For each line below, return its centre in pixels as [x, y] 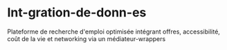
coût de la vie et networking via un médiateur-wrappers [87, 38]
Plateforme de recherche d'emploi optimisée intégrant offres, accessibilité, [113, 32]
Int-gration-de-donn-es [77, 13]
